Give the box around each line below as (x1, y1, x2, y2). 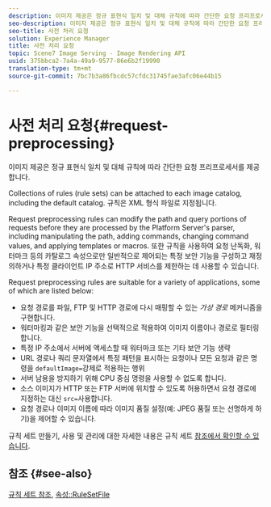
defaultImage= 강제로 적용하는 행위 (35, 363, 145, 373)
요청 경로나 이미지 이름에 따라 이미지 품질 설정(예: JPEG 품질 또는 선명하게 (19, 403, 254, 413)
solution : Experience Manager (8, 34, 110, 43)
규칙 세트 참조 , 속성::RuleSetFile (8, 490, 110, 500)
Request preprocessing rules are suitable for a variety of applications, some (8, 277, 261, 287)
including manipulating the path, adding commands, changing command (8, 231, 249, 241)
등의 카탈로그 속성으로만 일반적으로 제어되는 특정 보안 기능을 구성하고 (29, 251, 248, 260)
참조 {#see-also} (8, 467, 93, 480)
